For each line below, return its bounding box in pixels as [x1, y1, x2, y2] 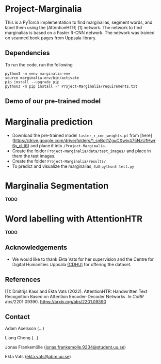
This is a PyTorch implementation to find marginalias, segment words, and [5, 19, 153, 25]
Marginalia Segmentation [5, 180, 109, 191]
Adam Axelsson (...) [5, 326, 45, 332]
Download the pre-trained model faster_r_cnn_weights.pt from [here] [12, 132, 153, 139]
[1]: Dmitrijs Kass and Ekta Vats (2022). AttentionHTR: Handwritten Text [5, 288, 148, 294]
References [5, 275, 41, 284]
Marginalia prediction [5, 116, 93, 127]
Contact [5, 313, 30, 321]
